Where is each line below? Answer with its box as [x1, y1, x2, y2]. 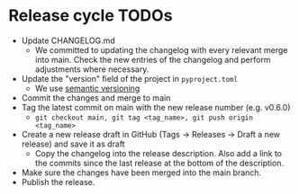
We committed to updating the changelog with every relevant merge [34, 44, 288, 55]
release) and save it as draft [21, 138, 125, 149]
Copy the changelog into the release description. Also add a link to [34, 147, 283, 158]
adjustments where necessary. [34, 64, 149, 75]
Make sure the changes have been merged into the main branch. [21, 167, 262, 178]
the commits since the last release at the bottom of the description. [34, 157, 285, 168]
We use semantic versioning [34, 83, 140, 93]
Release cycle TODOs [8, 5, 173, 26]
